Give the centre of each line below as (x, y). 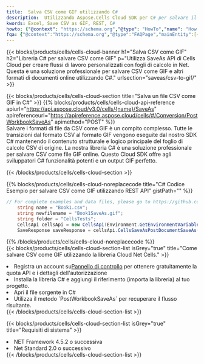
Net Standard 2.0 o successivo (53, 348)
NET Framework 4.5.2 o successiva (58, 342)
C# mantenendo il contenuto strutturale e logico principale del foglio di (95, 141)
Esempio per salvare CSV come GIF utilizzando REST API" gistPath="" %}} (100, 191)
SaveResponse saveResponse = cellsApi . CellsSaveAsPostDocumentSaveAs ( (108, 230)
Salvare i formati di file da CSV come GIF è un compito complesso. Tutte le (100, 128)
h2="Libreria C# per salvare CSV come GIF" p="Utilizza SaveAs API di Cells (101, 58)
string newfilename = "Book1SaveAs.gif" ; (70, 213)
